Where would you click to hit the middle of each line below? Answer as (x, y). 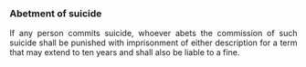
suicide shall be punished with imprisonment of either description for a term (153, 43)
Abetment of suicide (56, 14)
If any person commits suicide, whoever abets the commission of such (153, 33)
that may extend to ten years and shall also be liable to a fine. (125, 53)
